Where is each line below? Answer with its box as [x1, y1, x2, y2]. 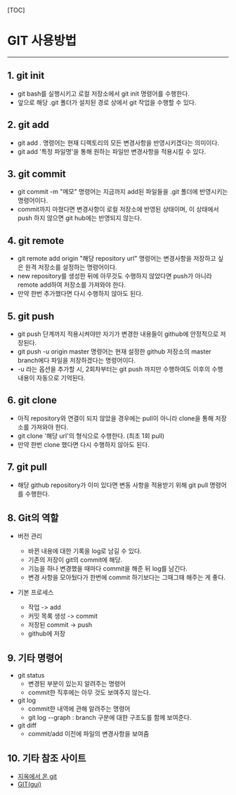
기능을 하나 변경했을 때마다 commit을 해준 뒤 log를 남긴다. [27, 564, 188, 573]
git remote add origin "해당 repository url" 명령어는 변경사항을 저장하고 [17, 254, 216, 263]
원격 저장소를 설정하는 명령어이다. [25, 263, 117, 271]
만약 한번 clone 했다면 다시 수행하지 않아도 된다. [17, 440, 150, 448]
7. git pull [7, 461, 48, 473]
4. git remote [7, 235, 65, 247]
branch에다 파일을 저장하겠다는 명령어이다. [17, 356, 136, 364]
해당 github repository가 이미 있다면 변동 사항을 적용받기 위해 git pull [17, 481, 209, 489]
